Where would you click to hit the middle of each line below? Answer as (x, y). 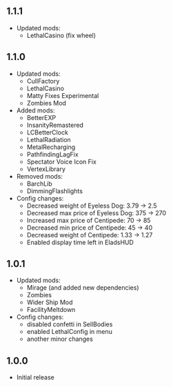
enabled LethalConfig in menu (70, 332)
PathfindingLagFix (52, 154)
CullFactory (43, 81)
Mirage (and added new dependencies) (83, 288)
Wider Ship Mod (50, 302)
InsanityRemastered (55, 125)
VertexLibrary (46, 169)
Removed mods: (40, 176)
